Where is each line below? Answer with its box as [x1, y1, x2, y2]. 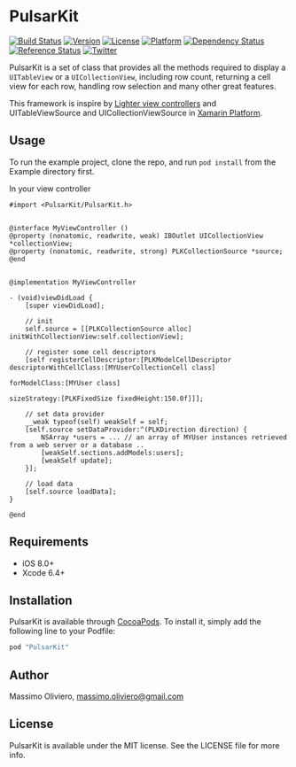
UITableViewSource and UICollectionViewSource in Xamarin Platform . [9, 107, 263, 118]
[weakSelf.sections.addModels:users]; [41, 448, 184, 457]
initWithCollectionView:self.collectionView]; [9, 332, 184, 341]
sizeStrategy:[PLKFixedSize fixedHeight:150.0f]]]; [9, 394, 204, 403]
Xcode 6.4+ [21, 567, 66, 577]
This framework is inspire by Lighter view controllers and [9, 97, 217, 108]
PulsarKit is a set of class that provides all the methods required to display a [9, 62, 286, 73]
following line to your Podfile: [9, 626, 116, 637]
